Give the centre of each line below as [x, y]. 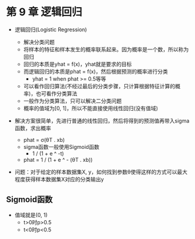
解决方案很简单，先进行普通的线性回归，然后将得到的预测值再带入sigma [102, 121]
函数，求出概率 [33, 128]
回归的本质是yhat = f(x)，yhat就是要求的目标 [78, 64]
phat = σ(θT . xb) [44, 140]
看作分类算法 [62, 93]
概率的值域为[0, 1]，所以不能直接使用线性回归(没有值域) [91, 108]
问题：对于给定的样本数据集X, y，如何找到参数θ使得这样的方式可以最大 [101, 172]
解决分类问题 [39, 42]
